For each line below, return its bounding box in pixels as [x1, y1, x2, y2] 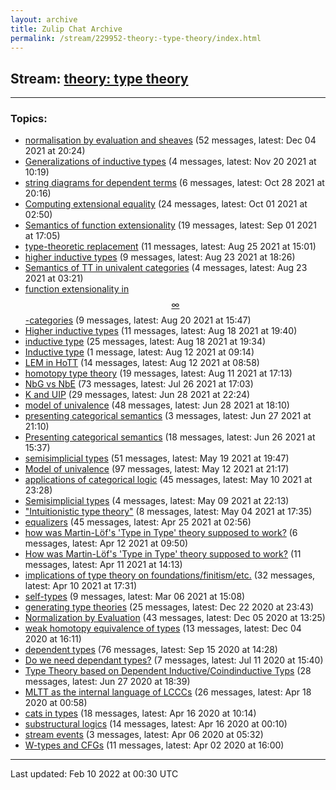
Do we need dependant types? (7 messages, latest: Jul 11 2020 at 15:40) [24, 654, 324, 666]
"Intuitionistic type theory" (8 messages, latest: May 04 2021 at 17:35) [24, 506, 313, 518]
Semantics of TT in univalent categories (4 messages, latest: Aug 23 [24, 262, 308, 274]
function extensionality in [24, 283, 130, 295]
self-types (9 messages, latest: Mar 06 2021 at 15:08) [24, 591, 246, 603]
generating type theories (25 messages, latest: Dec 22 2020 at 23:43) [24, 601, 315, 613]
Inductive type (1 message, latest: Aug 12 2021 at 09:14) [24, 346, 255, 358]
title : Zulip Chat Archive [10, 24, 123, 34]
